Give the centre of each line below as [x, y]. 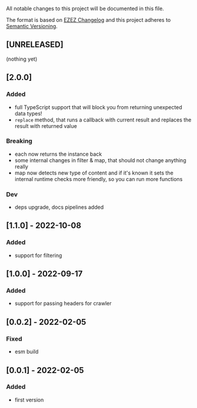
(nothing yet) [22, 59]
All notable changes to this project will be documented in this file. [85, 9]
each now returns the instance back [58, 154]
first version [29, 400]
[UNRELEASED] [35, 45]
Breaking [19, 141]
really [21, 166]
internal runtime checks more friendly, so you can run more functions [98, 179]
